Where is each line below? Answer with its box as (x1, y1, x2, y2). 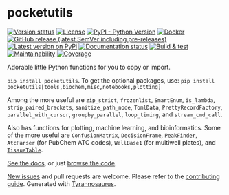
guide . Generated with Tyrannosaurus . (7, 179, 116, 187)
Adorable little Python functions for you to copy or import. (7, 63, 171, 71)
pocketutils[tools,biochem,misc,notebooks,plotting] (7, 83, 162, 90)
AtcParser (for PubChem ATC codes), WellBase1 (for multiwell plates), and (7, 138, 217, 146)
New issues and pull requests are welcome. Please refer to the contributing (7, 172, 220, 181)
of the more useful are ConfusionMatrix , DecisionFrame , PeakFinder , (7, 131, 197, 139)
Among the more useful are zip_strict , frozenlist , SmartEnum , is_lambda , (7, 95, 215, 104)
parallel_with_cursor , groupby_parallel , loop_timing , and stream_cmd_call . (7, 110, 223, 119)
